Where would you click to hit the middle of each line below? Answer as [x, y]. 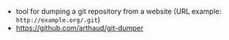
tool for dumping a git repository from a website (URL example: [118, 11]
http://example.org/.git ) [58, 20]
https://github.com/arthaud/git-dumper [80, 28]
